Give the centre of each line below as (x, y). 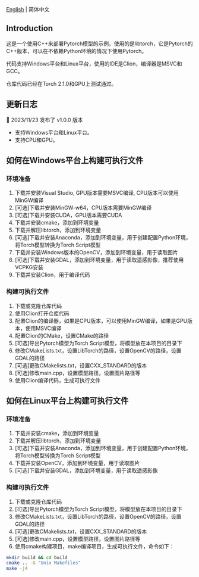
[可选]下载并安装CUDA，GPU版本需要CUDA (68, 215)
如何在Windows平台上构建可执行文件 (75, 160)
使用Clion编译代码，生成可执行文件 (58, 380)
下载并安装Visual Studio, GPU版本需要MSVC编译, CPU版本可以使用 (97, 193)
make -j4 (17, 569)
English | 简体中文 (28, 9)
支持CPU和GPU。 (36, 140)
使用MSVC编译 (43, 328)
